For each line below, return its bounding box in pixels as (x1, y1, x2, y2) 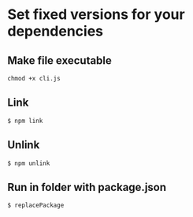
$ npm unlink (7, 159, 50, 167)
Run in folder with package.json (7, 181, 167, 194)
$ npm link (7, 117, 43, 125)
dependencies (7, 22, 104, 40)
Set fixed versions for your (7, 6, 186, 24)
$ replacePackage (7, 201, 65, 210)
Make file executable (7, 54, 112, 67)
